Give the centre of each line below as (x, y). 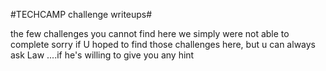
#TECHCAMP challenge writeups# (81, 14)
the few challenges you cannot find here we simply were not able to (150, 33)
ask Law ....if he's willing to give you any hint (102, 55)
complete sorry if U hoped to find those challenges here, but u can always (163, 44)
